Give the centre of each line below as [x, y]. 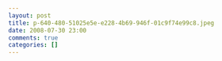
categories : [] [33, 45]
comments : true [33, 38]
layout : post [30, 15]
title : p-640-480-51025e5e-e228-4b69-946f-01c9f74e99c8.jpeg [111, 23]
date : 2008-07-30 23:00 [48, 30]
